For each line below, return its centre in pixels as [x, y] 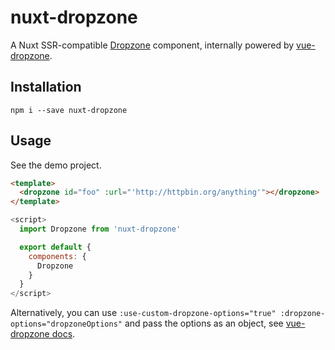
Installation [46, 87]
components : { [57, 256]
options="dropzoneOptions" [66, 324]
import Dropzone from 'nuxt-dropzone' [100, 229]
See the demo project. [56, 165]
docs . [63, 334]
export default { [55, 247]
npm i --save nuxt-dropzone [69, 110]
